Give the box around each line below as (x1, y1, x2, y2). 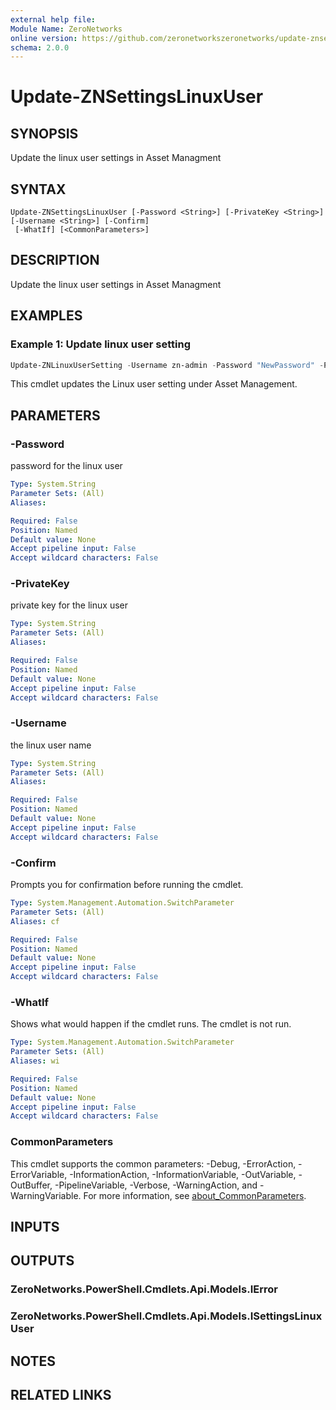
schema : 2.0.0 (10, 42, 70, 53)
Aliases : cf (10, 916, 60, 926)
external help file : (10, 14, 97, 25)
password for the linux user (10, 460, 123, 472)
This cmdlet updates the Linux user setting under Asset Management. (10, 378, 298, 390)
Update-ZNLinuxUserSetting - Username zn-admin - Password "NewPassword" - (10, 360, 325, 370)
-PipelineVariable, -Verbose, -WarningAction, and (54, 1179, 258, 1191)
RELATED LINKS (10, 1387, 112, 1404)
